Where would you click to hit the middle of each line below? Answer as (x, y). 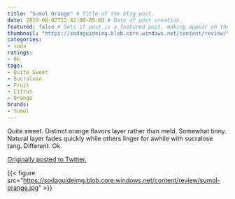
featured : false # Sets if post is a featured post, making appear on (112, 27)
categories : (24, 40)
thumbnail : (23, 33)
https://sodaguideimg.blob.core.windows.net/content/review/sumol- (122, 180)
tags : (15, 66)
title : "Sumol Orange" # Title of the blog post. (81, 14)
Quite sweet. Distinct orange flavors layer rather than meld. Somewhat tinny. (117, 131)
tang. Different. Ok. (35, 146)
